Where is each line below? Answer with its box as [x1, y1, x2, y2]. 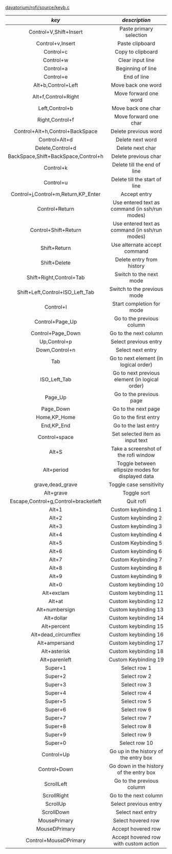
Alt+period [42, 466, 69, 473]
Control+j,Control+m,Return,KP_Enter [11, 191, 101, 197]
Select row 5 [121, 698, 152, 705]
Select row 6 [121, 706, 152, 713]
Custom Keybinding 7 [110, 556, 162, 563]
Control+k [43, 164, 68, 171]
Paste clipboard [117, 40, 155, 47]
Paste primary [119, 25, 154, 32]
